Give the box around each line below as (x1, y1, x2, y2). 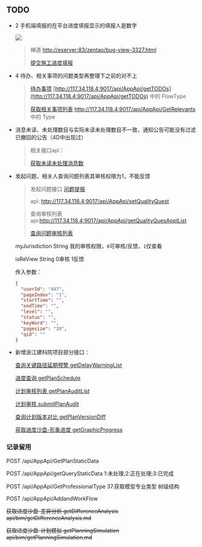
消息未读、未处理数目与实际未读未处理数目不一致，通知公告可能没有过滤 (15, 126, 196, 133)
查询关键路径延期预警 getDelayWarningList (15, 361, 123, 369)
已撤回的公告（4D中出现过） (15, 133, 87, 141)
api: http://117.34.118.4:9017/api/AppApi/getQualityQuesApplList (30, 217, 187, 224)
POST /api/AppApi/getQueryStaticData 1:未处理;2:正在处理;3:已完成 (6, 470, 174, 477)
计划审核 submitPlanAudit (15, 400, 79, 408)
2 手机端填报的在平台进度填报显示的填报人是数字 (15, 21, 138, 29)
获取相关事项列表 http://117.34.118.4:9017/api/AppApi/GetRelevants (30, 105, 196, 113)
